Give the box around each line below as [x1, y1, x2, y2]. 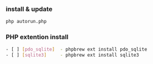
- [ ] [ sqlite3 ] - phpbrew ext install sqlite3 [5, 52, 139, 59]
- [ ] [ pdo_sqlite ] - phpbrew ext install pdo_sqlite [5, 46, 148, 53]
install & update [5, 5, 53, 13]
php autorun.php [5, 19, 47, 25]
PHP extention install [5, 33, 69, 41]
